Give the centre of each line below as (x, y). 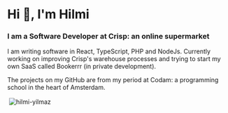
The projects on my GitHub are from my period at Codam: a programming (113, 80)
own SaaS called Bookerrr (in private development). (81, 67)
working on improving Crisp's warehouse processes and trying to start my (114, 59)
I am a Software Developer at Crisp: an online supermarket (108, 36)
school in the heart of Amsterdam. (56, 88)
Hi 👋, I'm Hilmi (48, 14)
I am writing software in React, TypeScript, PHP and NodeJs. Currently (109, 51)
